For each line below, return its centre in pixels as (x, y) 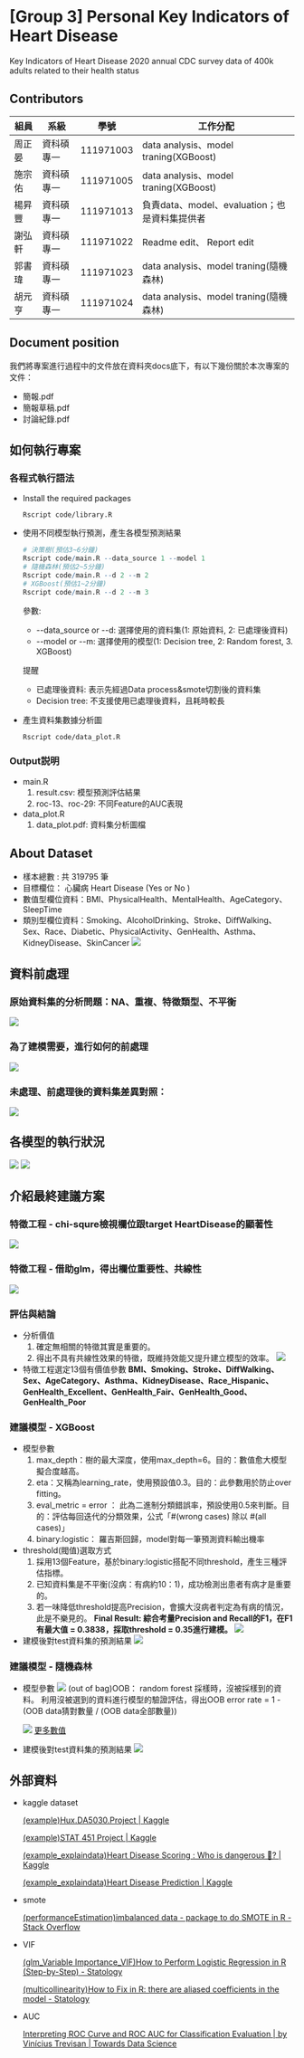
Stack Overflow (52, 1927)
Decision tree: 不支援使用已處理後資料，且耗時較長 (130, 700)
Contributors (47, 99)
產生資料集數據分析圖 (62, 719)
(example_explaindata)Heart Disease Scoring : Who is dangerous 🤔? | (152, 1855)
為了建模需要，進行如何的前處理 (79, 1047)
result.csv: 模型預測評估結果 (88, 792)
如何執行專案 (45, 450)
